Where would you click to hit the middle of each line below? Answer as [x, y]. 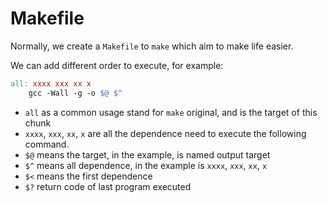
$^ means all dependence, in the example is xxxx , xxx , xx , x [146, 165]
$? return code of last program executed [108, 186]
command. [47, 144]
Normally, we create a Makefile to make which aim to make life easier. [152, 46]
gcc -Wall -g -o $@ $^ [75, 93]
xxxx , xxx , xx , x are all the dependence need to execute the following [165, 133]
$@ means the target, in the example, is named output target [147, 154]
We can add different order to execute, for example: [117, 65]
